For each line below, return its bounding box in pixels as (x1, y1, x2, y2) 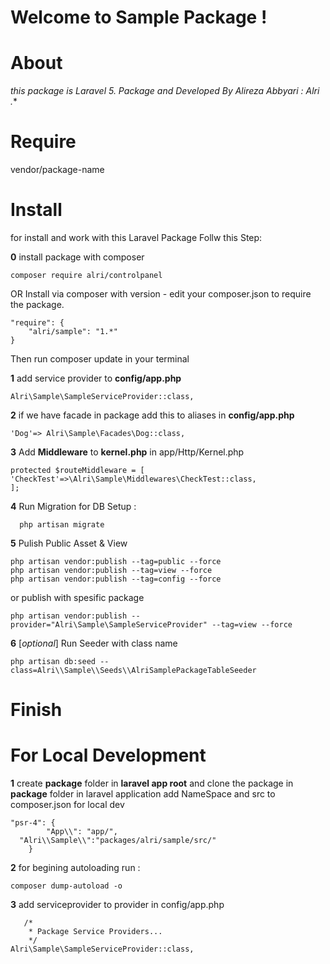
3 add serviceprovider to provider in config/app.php (10, 899, 225, 911)
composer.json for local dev (10, 799, 125, 811)
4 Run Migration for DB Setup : (10, 501, 137, 512)
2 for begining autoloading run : (10, 862, 141, 874)
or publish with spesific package (10, 592, 145, 603)
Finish (10, 699, 63, 721)
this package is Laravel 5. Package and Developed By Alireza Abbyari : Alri (10, 85, 320, 97)
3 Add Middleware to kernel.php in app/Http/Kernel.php (10, 446, 245, 458)
